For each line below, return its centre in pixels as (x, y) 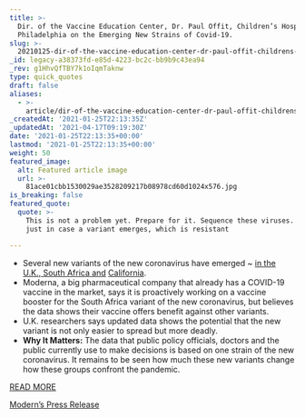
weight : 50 (30, 153)
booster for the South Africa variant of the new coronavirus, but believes (158, 302)
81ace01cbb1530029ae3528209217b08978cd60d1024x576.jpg (132, 187)
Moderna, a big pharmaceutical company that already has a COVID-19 (153, 282)
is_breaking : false (46, 195)
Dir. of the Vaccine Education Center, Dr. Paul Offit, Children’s (148, 26)
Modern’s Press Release (54, 404)
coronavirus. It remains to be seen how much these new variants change (158, 359)
